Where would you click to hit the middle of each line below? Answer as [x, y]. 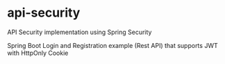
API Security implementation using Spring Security [80, 32]
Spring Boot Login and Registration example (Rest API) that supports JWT [112, 45]
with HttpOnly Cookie [38, 53]
